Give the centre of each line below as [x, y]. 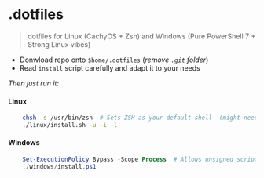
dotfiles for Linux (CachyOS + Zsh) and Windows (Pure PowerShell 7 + [141, 36]
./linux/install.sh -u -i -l [70, 125]
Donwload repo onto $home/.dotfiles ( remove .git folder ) [114, 60]
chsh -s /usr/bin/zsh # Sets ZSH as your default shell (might [132, 118]
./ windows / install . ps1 [59, 166]
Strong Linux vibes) [59, 44]
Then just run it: [33, 83]
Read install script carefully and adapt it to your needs [110, 67]
